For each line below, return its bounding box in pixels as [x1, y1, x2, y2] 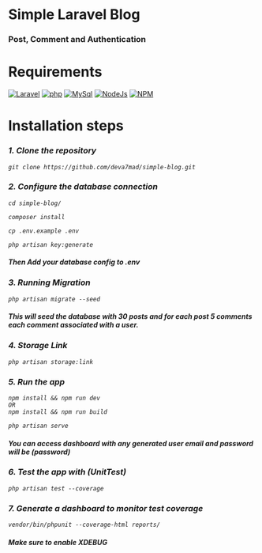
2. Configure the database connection [8, 181, 158, 192]
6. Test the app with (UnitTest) [8, 467, 127, 478]
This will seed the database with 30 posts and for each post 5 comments [8, 312, 253, 321]
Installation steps [8, 117, 124, 135]
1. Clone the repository [8, 145, 97, 156]
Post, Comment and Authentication [8, 34, 147, 45]
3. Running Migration [8, 277, 91, 288]
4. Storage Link [8, 340, 68, 351]
